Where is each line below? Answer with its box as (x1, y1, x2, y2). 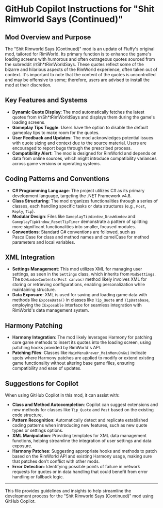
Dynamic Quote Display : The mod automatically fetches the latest (12, 109, 145, 115)
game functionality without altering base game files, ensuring (12, 360, 135, 366)
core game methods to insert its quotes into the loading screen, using (12, 339, 151, 345)
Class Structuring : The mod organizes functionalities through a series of (12, 198, 158, 203)
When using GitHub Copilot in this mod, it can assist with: (5, 392, 120, 398)
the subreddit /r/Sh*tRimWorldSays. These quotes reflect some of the (5, 62, 144, 67)
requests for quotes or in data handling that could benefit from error (12, 469, 148, 474)
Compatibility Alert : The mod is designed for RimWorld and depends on (12, 150, 157, 156)
